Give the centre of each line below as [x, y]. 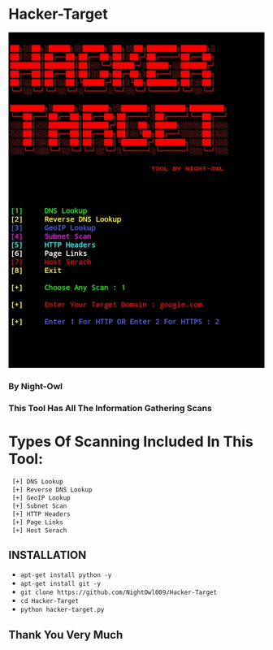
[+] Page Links [37, 522]
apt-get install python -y [66, 575]
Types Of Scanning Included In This [131, 442]
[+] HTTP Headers [41, 514]
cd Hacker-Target [50, 601]
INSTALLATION [48, 555]
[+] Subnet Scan [39, 506]
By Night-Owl [36, 386]
